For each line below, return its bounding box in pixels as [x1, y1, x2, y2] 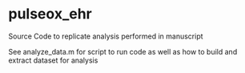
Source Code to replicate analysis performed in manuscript [8, 31, 203, 41]
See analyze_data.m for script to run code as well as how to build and [8, 47, 238, 56]
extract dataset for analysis [8, 55, 98, 65]
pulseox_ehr [8, 5, 92, 23]
